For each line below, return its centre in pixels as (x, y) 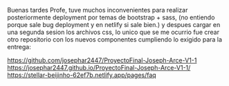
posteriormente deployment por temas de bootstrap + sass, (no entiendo (111, 17)
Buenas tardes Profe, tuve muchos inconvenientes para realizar (98, 10)
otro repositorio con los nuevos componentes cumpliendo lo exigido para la (115, 40)
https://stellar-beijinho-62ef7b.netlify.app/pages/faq (82, 75)
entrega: (19, 47)
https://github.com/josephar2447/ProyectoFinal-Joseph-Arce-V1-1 (102, 60)
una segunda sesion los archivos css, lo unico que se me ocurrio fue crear (113, 32)
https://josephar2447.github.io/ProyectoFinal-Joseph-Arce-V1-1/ (99, 68)
